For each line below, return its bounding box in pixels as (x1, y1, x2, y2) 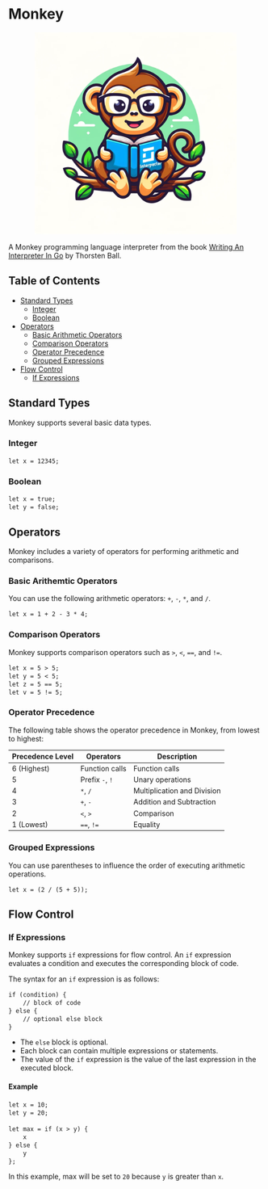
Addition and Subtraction (132, 797, 216, 807)
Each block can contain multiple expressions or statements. (19, 1046, 219, 1056)
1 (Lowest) (11, 819, 48, 829)
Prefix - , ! (80, 775, 113, 784)
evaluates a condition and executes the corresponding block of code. (8, 959, 240, 968)
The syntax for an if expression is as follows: (8, 974, 160, 984)
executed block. (19, 1063, 74, 1073)
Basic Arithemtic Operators (8, 575, 118, 586)
